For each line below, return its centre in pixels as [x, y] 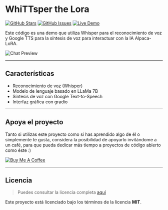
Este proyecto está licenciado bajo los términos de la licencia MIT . [73, 202]
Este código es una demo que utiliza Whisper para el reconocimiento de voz [83, 33]
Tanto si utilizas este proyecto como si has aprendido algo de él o [72, 134]
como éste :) [18, 150]
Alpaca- [143, 38]
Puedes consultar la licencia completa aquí [61, 192]
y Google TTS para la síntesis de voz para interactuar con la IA [69, 38]
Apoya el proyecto [34, 122]
